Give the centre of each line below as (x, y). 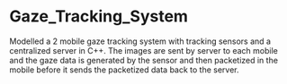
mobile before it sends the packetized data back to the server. (125, 70)
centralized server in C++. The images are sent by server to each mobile (144, 50)
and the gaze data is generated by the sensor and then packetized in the (144, 60)
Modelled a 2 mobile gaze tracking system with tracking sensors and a (140, 41)
